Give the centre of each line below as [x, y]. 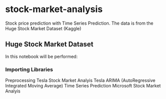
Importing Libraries [29, 69]
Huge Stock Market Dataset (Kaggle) [43, 28]
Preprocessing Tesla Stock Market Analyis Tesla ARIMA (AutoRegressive [80, 80]
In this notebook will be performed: [41, 56]
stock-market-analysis [54, 9]
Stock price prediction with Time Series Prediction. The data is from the [79, 23]
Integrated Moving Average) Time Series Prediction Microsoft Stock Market [83, 86]
